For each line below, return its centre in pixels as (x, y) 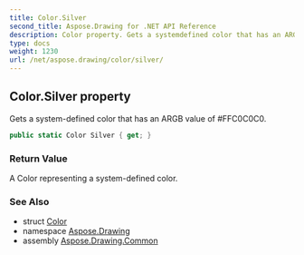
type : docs (30, 43)
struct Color (45, 221)
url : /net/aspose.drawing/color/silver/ (87, 60)
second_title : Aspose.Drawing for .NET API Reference (113, 26)
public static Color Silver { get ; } (81, 135)
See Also (29, 201)
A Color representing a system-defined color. (94, 178)
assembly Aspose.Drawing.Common (90, 240)
